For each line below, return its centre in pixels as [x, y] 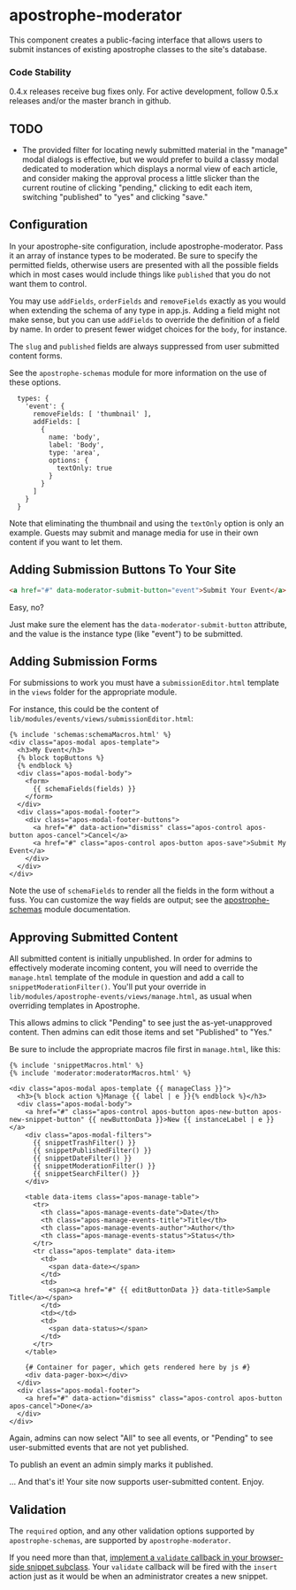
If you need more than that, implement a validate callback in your [129, 1557]
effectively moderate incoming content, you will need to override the [133, 968]
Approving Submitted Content [94, 937]
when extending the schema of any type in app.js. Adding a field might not [145, 310]
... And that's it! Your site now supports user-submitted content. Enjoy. [137, 1482]
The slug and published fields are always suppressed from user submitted [144, 346]
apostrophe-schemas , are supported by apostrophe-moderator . [120, 1540]
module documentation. [87, 910]
